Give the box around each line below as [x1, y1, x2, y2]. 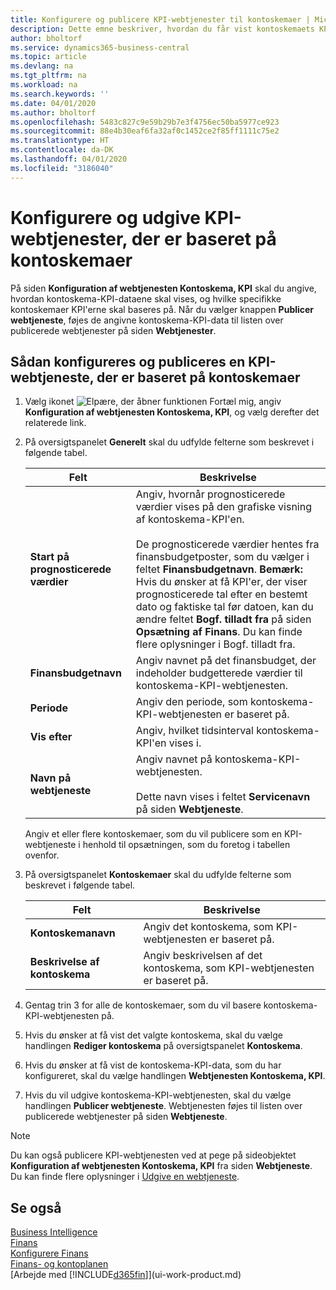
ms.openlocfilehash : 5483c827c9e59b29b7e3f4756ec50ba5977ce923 [10, 117, 280, 127]
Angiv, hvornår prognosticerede [135, 487, 286, 501]
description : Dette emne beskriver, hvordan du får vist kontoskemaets [10, 24, 315, 34]
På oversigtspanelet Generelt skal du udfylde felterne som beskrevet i [24, 436, 315, 448]
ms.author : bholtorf [10, 107, 97, 118]
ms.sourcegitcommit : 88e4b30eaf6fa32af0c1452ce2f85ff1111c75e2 [10, 126, 280, 136]
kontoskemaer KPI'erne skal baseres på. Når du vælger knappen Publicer [10, 303, 315, 315]
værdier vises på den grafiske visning [135, 500, 312, 514]
